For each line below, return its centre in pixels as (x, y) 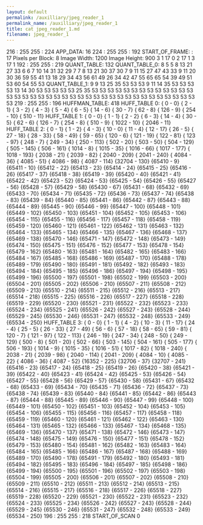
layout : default (27, 12)
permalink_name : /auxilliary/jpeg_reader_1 (62, 23)
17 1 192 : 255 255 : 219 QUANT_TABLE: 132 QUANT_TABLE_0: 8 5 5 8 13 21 (99, 65)
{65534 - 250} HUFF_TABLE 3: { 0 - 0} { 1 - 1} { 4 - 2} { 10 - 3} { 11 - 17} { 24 (101, 323)
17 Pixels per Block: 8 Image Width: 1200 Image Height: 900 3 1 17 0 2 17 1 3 (101, 58)
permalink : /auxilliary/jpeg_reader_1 (55, 18)
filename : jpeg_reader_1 (38, 35)
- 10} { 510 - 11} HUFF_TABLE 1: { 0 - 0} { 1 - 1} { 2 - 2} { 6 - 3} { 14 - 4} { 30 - (101, 117)
